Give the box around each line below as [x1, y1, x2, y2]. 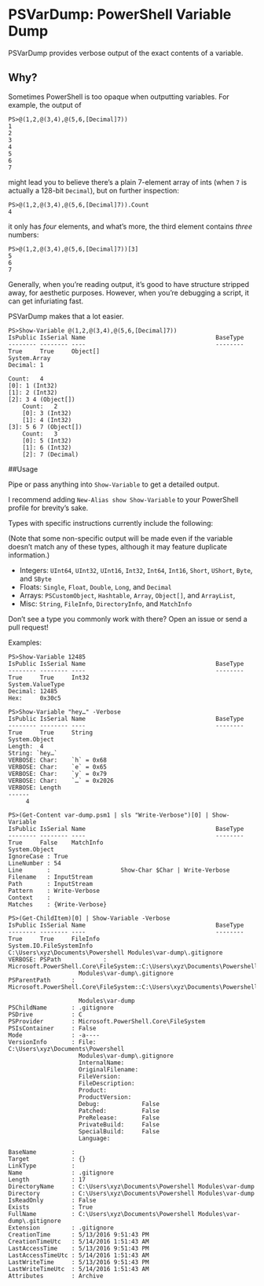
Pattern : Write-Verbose [8, 887, 101, 895]
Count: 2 [22, 402, 58, 410]
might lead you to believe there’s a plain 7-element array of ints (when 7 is [8, 177, 247, 186]
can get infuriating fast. [8, 296, 84, 306]
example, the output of [8, 100, 82, 109]
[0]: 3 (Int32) [22, 409, 72, 417]
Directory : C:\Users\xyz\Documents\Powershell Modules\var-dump [8, 1189, 255, 1197]
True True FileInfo [8, 935, 101, 942]
